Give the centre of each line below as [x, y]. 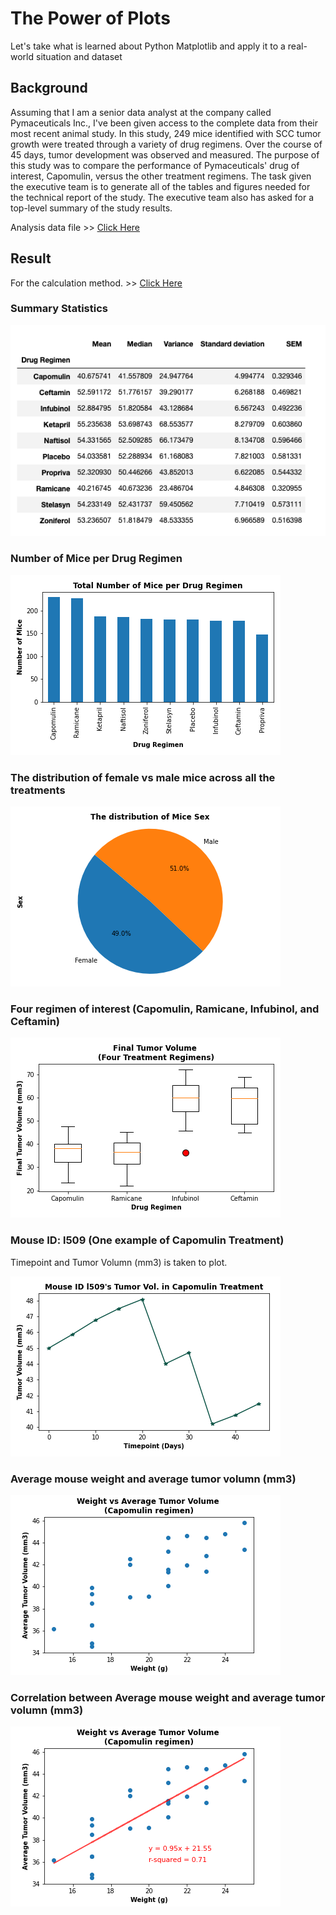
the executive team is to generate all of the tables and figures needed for [160, 186]
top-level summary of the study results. [91, 208]
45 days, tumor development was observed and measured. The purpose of [165, 154]
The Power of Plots [90, 18]
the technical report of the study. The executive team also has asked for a [162, 197]
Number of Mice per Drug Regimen [96, 559]
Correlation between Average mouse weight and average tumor [168, 1697]
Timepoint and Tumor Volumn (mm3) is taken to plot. [119, 1262]
